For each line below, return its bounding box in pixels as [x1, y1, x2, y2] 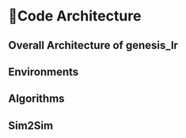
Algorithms [8, 92, 65, 106]
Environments [8, 65, 79, 78]
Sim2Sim [8, 118, 54, 132]
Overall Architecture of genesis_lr [8, 39, 178, 52]
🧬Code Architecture [8, 7, 142, 25]
